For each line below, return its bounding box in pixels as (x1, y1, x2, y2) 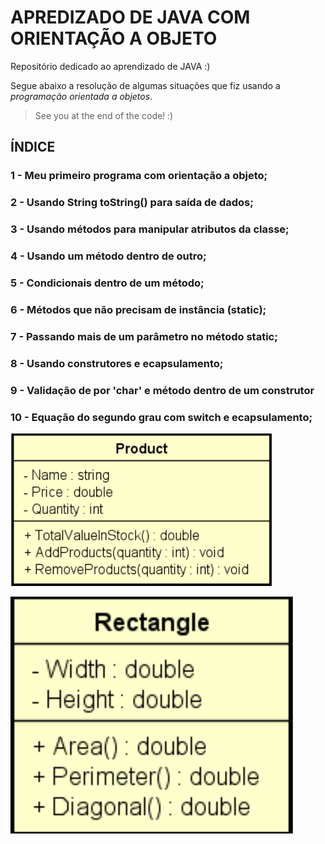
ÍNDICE (10, 139, 56, 156)
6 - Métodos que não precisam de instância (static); (10, 302, 267, 316)
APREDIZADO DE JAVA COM (10, 6, 251, 29)
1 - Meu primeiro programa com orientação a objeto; (10, 169, 268, 183)
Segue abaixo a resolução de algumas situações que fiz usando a (10, 79, 281, 91)
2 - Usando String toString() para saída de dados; (10, 196, 254, 210)
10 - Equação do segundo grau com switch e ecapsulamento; (10, 410, 313, 424)
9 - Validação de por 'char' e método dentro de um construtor (10, 383, 315, 397)
